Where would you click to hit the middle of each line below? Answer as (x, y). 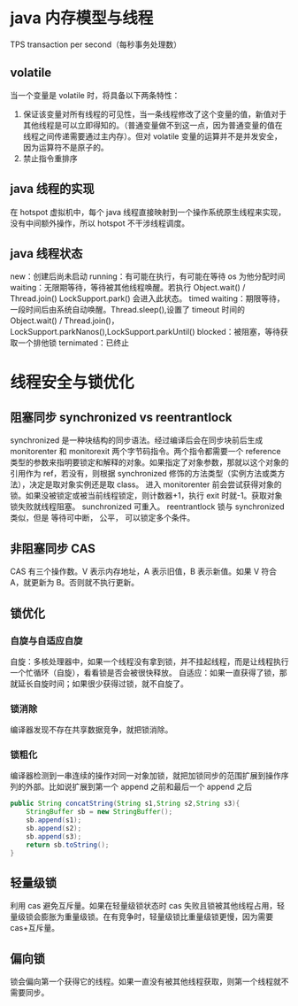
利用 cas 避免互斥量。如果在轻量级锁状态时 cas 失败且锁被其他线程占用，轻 (148, 906)
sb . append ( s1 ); (54, 820)
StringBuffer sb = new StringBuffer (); (99, 812)
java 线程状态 (46, 253)
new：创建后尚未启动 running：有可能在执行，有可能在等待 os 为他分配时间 (148, 276)
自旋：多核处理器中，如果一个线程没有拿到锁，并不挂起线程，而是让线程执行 (149, 662)
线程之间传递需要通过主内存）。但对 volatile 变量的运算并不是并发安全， (152, 136)
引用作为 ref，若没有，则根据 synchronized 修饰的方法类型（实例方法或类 (144, 474)
